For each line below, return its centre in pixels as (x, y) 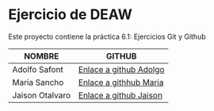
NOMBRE (41, 55)
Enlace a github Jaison (120, 95)
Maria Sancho (38, 82)
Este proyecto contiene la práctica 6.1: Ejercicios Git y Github (107, 36)
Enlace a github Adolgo (121, 69)
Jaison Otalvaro (42, 95)
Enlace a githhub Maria (121, 82)
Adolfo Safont (38, 69)
